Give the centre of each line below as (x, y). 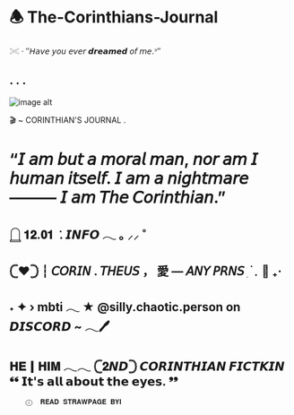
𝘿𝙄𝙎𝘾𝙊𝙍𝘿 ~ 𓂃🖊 (60, 327)
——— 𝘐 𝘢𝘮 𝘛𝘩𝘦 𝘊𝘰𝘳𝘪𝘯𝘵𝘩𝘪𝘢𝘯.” (118, 197)
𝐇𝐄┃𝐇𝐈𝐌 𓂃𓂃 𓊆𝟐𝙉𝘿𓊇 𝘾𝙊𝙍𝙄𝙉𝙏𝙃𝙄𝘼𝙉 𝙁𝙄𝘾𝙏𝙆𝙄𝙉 (147, 366)
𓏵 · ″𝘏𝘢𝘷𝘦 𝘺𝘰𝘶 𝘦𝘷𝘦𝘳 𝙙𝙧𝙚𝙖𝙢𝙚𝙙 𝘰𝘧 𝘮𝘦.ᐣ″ (85, 51)
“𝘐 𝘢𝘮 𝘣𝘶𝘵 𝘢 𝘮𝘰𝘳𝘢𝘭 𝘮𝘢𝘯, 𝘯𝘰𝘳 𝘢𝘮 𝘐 (134, 159)
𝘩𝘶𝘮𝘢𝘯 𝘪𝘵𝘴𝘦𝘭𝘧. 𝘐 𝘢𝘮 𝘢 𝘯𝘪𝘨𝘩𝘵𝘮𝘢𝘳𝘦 (129, 178)
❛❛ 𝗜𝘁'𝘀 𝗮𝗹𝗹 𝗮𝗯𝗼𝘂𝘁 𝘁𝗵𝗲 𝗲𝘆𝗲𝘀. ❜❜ (94, 381)
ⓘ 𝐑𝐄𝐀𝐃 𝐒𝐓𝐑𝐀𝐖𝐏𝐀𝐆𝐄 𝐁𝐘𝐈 (73, 402)
